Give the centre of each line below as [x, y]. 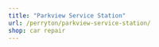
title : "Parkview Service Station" [67, 16]
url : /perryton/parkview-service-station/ [79, 23]
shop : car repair [37, 30]
